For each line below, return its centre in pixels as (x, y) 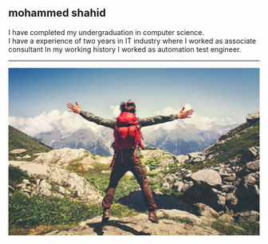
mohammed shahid (57, 13)
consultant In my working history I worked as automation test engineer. (125, 49)
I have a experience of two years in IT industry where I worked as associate (132, 41)
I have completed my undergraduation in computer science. (106, 32)
